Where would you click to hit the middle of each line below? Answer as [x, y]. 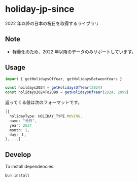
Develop [18, 155]
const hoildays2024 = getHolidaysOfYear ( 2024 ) [54, 88]
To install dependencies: [30, 167]
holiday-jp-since [40, 9]
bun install [17, 176]
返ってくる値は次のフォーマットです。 [44, 103]
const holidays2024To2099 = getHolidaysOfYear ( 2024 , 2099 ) [67, 92]
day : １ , [18, 135]
